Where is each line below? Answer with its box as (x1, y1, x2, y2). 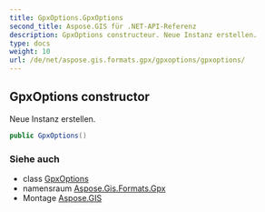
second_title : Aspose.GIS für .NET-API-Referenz (9, 22, 197, 31)
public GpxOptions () (9, 131, 88, 140)
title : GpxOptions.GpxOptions (9, 13, 124, 23)
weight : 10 (9, 47, 51, 56)
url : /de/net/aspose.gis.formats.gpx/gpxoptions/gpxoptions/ (9, 56, 246, 65)
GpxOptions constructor (9, 89, 150, 105)
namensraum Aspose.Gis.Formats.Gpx (22, 183, 166, 194)
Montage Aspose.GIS (22, 192, 103, 203)
